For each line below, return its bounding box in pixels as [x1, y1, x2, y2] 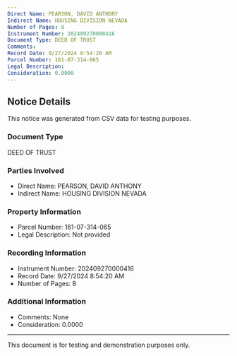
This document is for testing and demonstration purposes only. [7, 340, 190, 349]
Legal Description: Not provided [17, 230, 111, 239]
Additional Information [7, 297, 87, 307]
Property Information [7, 206, 81, 216]
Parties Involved [7, 165, 65, 175]
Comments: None [17, 312, 69, 321]
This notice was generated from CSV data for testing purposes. [7, 114, 192, 123]
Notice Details [7, 95, 71, 107]
